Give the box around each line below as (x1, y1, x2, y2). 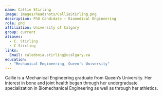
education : (5, 57, 27, 62)
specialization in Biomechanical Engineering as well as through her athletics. (5, 85, 158, 91)
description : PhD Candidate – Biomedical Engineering (5, 16, 117, 21)
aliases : (5, 35, 23, 39)
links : (5, 48, 18, 53)
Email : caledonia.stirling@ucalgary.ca (9, 52, 91, 58)
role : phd (5, 20, 25, 26)
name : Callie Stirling (5, 7, 51, 12)
